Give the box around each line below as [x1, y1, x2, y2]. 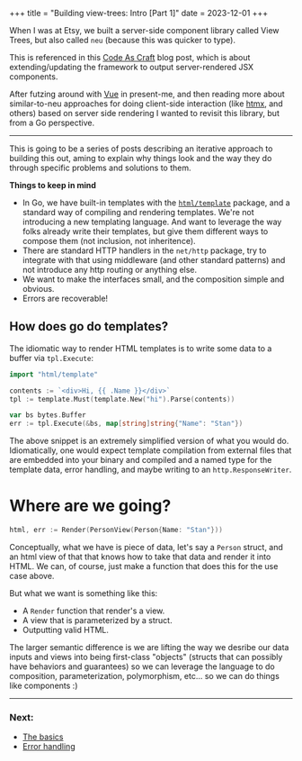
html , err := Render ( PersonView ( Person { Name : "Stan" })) [9, 526, 223, 535]
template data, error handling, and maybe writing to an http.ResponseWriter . [9, 464, 292, 476]
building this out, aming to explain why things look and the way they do [9, 153, 272, 163]
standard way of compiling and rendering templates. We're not [22, 207, 254, 217]
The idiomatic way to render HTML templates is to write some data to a [9, 342, 272, 354]
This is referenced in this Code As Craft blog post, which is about [9, 52, 251, 62]
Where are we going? [9, 495, 172, 516]
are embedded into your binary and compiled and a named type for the [9, 455, 272, 466]
